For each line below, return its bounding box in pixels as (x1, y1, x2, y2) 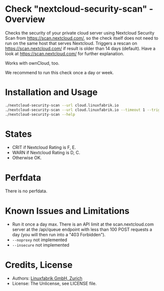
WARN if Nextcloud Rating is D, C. (12, 150, 81, 156)
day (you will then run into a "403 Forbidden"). (12, 232, 106, 238)
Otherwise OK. (12, 155, 42, 161)
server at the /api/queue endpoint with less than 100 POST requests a (12, 227, 152, 232)
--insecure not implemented (12, 242, 70, 248)
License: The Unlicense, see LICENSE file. (12, 281, 97, 287)
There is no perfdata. (5, 188, 47, 194)
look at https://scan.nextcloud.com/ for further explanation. (5, 50, 124, 57)
